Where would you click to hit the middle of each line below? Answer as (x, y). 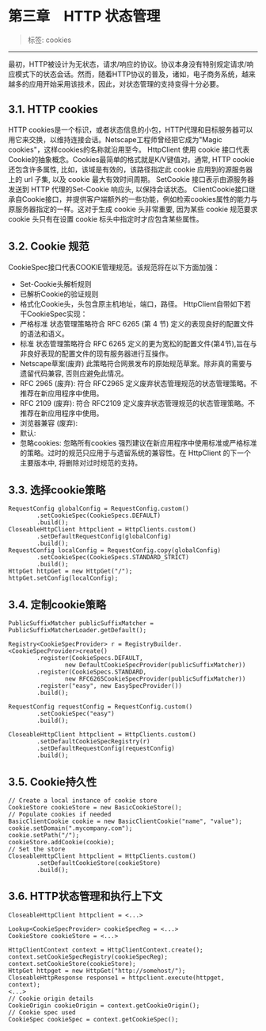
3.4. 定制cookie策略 (57, 604)
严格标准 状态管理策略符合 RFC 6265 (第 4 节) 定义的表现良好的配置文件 (137, 323)
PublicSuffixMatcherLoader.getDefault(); (78, 631)
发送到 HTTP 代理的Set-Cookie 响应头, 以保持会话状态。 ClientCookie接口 (129, 189)
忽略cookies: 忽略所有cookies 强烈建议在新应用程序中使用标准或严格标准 (138, 442)
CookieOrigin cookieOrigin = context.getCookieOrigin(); (104, 1006)
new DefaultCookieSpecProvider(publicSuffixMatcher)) (155, 665)
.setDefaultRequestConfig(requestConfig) (106, 749)
